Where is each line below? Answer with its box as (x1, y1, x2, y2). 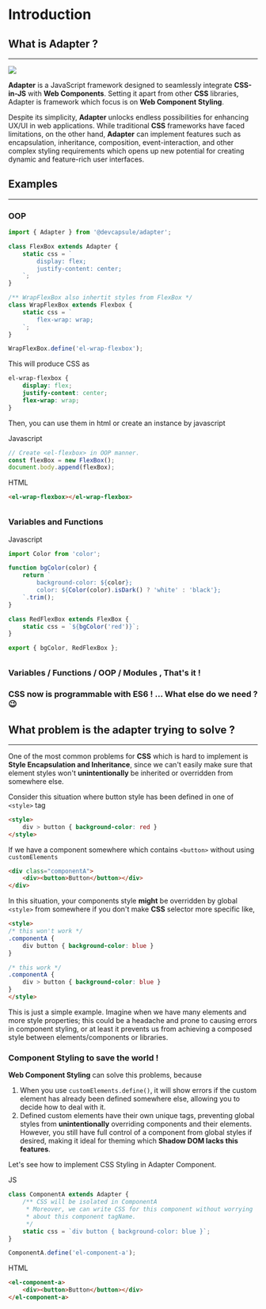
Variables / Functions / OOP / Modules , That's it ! (8, 668, 201, 679)
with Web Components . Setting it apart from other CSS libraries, (27, 89, 239, 98)
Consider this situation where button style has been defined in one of (8, 792, 234, 801)
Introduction (8, 6, 92, 24)
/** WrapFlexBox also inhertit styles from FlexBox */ (8, 294, 193, 302)
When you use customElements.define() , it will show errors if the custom (19, 1086, 257, 1095)
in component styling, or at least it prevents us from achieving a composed (8, 1024, 253, 1033)
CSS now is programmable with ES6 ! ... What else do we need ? (8, 689, 259, 700)
